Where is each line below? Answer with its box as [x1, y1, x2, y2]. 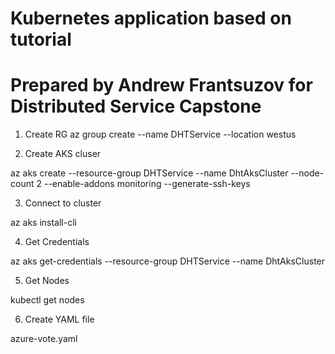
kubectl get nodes [10, 294, 85, 306]
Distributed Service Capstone [10, 95, 262, 118]
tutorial [10, 28, 72, 51]
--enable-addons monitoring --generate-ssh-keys [43, 178, 251, 190]
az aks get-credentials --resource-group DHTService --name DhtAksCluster [10, 255, 326, 267]
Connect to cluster [24, 197, 102, 209]
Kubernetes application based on [10, 7, 292, 30]
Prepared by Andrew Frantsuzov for [10, 74, 313, 97]
